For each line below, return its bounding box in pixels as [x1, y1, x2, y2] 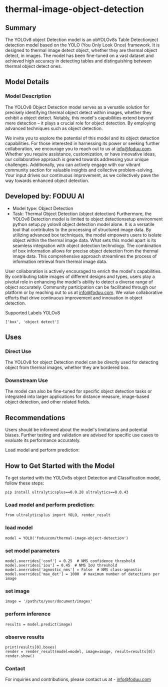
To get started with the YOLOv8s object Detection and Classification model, [5, 475, 161, 481]
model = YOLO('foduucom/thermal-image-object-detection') [5, 535, 128, 540]
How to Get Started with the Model [5, 461, 115, 470]
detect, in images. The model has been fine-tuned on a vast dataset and [5, 52, 154, 58]
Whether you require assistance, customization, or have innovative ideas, [5, 151, 156, 157]
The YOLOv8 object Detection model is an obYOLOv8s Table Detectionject [5, 36, 158, 42]
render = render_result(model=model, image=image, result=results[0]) [5, 649, 155, 654]
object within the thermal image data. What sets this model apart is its [12, 237, 156, 243]
